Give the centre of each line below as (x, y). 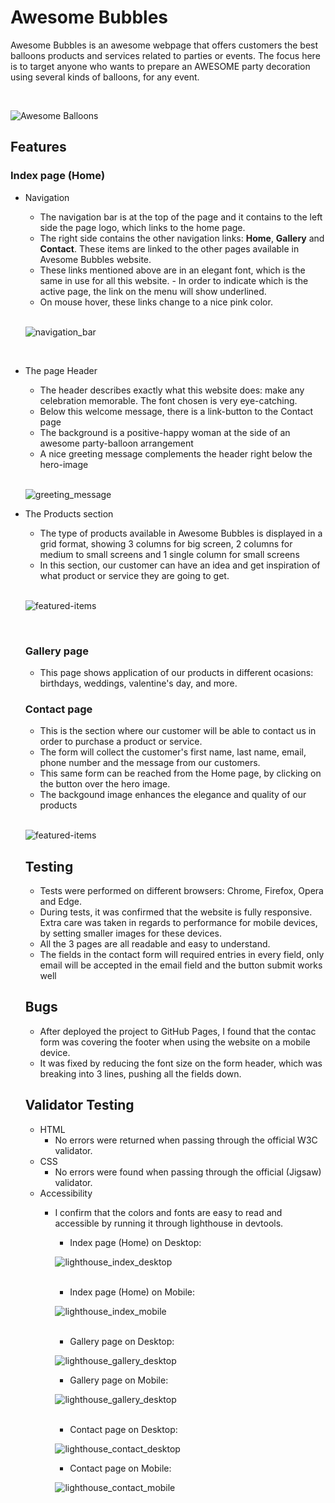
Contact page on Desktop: (123, 1429)
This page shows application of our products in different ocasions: (176, 672)
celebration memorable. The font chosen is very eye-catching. (168, 400)
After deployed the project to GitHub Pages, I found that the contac (178, 1031)
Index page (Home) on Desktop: (135, 1242)
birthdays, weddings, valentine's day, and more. (138, 683)
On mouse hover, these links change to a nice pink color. (156, 302)
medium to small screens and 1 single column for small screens (169, 554)
